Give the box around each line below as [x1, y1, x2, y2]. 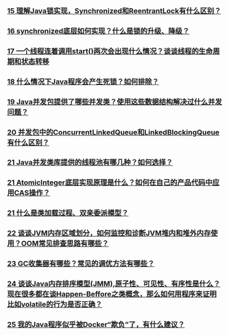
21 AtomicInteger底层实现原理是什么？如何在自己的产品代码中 [7, 178, 213, 187]
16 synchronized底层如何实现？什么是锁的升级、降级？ [7, 26, 190, 36]
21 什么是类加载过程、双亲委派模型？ [7, 208, 129, 218]
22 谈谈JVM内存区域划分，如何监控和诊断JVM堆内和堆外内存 [7, 229, 211, 238]
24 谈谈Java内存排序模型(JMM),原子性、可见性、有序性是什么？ [7, 279, 221, 289]
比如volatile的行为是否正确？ [7, 300, 103, 310]
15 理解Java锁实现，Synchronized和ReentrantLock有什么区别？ [7, 5, 221, 15]
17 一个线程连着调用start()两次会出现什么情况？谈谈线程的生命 [7, 46, 213, 56]
